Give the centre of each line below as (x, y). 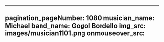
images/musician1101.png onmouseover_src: (75, 34)
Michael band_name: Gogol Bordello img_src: (75, 26)
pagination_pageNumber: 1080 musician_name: (80, 18)
